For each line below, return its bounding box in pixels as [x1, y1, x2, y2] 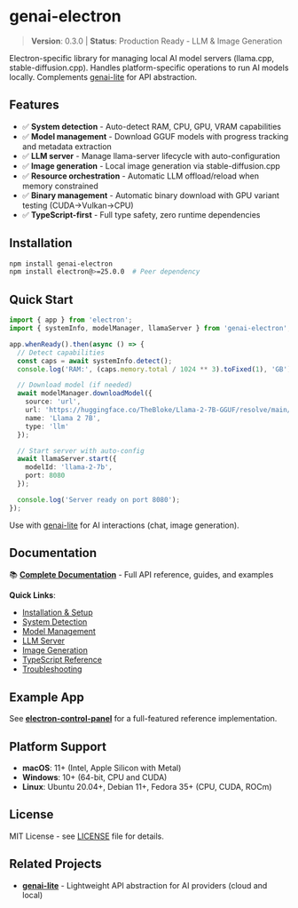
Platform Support [9, 739, 106, 754]
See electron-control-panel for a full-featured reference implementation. [9, 713, 278, 724]
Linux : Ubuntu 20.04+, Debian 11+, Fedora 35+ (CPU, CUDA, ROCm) [21, 782, 272, 793]
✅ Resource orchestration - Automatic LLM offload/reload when [21, 171, 260, 181]
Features [9, 98, 59, 113]
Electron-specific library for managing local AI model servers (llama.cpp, [9, 52, 275, 63]
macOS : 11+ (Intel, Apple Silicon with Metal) [21, 762, 182, 774]
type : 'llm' [25, 422, 69, 431]
